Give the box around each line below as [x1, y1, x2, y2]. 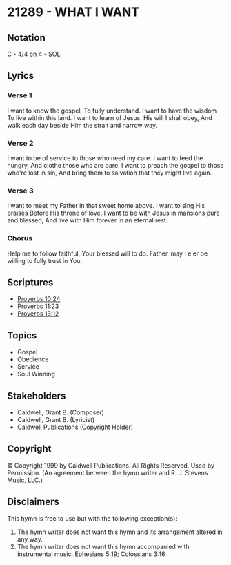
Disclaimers [7, 496, 60, 508]
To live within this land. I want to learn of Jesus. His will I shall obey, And [7, 113, 212, 122]
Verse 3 [7, 186, 34, 195]
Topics [7, 329, 37, 341]
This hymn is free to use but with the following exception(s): [7, 514, 178, 522]
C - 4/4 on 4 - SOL [7, 50, 61, 58]
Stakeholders [7, 390, 66, 401]
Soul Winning [17, 370, 55, 379]
